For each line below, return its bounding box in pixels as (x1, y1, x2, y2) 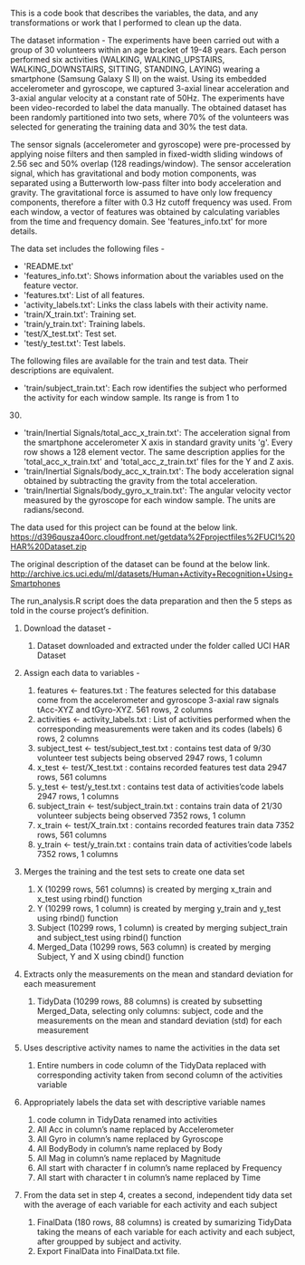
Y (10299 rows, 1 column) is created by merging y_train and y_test (36, 903, 281, 913)
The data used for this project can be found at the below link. (10, 522, 238, 533)
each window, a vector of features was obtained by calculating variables (10, 207, 281, 217)
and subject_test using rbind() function (36, 932, 182, 942)
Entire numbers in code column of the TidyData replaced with (36, 1060, 267, 1070)
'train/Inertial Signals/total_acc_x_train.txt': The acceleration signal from (23, 428, 291, 438)
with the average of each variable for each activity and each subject (23, 1200, 278, 1210)
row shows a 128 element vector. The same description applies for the (23, 447, 286, 457)
